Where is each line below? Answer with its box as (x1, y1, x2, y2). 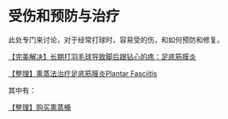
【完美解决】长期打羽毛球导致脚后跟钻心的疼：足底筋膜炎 (8, 52, 196, 61)
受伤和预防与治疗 (8, 7, 121, 25)
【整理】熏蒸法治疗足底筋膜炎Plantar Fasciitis (8, 68, 157, 78)
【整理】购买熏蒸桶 (8, 102, 71, 112)
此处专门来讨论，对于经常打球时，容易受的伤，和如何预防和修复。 (8, 35, 224, 44)
